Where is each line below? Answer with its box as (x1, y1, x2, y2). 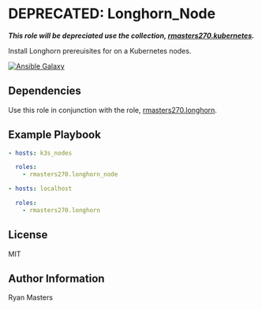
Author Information (8, 272, 105, 286)
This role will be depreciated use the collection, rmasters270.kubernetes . (8, 31, 255, 40)
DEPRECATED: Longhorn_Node (8, 5, 215, 23)
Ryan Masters (8, 293, 54, 302)
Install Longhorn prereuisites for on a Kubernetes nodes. (8, 46, 192, 55)
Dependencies (8, 84, 81, 98)
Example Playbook (8, 128, 101, 142)
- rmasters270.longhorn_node (22, 170, 118, 178)
